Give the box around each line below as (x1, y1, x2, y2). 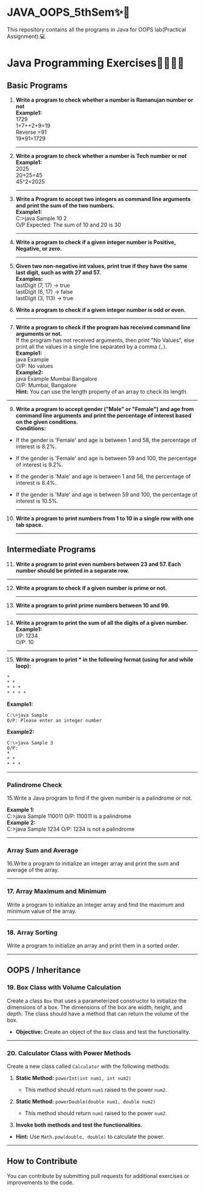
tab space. (15, 521, 44, 528)
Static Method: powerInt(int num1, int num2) (15, 1074, 132, 1081)
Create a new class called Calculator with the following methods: (7, 1062, 170, 1070)
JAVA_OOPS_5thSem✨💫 (7, 5, 131, 19)
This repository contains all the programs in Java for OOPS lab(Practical (7, 25, 186, 33)
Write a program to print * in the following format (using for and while (15, 656, 194, 663)
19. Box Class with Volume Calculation (7, 983, 122, 992)
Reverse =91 (15, 128, 47, 136)
